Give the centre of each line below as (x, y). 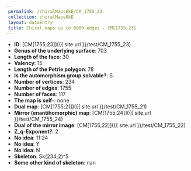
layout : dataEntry (30, 22)
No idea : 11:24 (31, 138)
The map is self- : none (41, 101)
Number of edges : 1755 (42, 88)
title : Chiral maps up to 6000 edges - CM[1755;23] (72, 28)
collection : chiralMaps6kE (41, 17)
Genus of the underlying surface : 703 (60, 51)
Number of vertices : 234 (44, 82)
